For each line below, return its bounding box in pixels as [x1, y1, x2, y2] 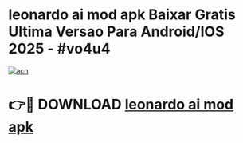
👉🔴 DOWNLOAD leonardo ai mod [8, 96, 234, 113]
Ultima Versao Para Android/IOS [8, 22, 225, 41]
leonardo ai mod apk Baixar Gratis [8, 6, 237, 24]
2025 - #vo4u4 [8, 40, 111, 58]
